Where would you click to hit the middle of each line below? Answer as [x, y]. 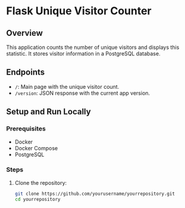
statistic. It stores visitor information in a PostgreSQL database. [83, 54]
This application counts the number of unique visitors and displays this [93, 47]
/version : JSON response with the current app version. [82, 93]
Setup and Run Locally [48, 112]
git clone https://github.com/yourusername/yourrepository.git [95, 194]
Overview [25, 33]
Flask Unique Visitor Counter [79, 11]
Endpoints [26, 72]
